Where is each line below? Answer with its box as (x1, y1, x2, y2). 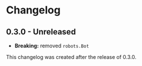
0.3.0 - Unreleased (6, 27, 76, 37)
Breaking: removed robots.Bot (14, 42, 89, 49)
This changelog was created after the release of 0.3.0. (6, 54, 137, 60)
